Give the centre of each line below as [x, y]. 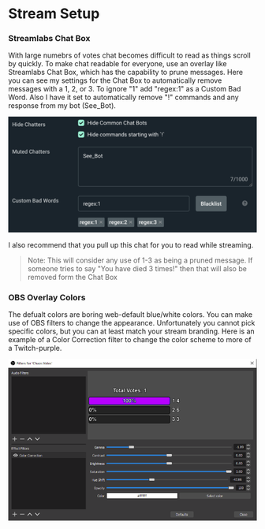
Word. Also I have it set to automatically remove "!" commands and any [123, 97]
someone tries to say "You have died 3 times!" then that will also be [137, 268]
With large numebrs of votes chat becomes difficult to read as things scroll [129, 55]
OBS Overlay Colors [47, 297]
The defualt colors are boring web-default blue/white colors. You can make [131, 315]
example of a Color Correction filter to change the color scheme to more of [130, 340]
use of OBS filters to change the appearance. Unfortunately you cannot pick [132, 323]
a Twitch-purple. [35, 348]
